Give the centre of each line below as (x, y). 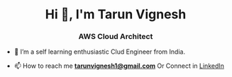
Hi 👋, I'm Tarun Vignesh (116, 14)
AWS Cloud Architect (116, 37)
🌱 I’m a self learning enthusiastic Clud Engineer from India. (100, 52)
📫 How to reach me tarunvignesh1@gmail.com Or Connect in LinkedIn (119, 66)
